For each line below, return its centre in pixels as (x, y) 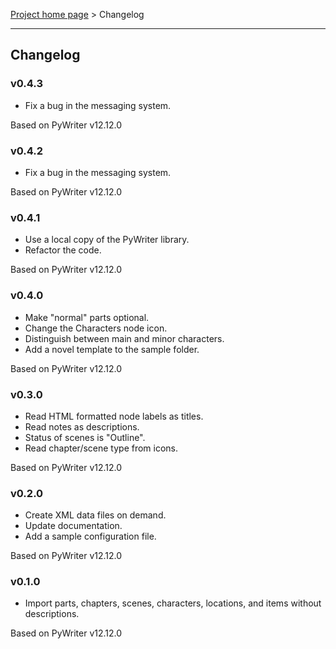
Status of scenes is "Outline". (85, 437)
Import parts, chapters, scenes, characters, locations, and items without (173, 603)
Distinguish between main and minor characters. (124, 338)
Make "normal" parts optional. (87, 317)
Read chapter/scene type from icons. (101, 448)
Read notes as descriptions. (82, 426)
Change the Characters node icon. (96, 328)
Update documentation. (73, 526)
